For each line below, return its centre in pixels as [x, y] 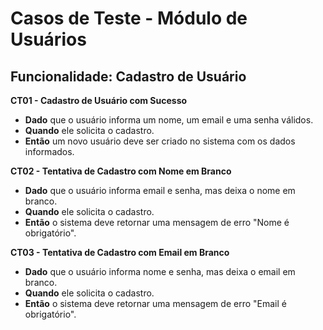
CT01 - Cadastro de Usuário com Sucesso [99, 100]
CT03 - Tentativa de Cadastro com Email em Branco [120, 252]
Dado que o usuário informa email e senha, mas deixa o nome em [160, 190]
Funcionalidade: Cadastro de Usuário [128, 76]
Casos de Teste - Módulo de [129, 18]
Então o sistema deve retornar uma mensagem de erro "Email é [155, 303]
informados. [49, 151]
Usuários [48, 39]
